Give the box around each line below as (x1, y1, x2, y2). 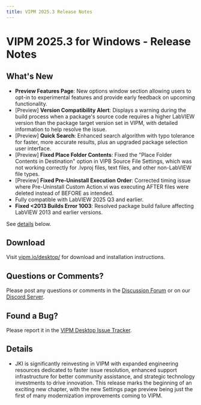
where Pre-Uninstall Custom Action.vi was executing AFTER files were (14, 183, 189, 190)
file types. (14, 170, 40, 177)
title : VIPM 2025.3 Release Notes (6, 8, 93, 15)
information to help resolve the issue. (14, 126, 107, 133)
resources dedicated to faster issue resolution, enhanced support (14, 366, 177, 373)
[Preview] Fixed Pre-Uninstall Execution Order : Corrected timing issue (14, 177, 191, 184)
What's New (6, 72, 53, 82)
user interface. (14, 145, 52, 152)
